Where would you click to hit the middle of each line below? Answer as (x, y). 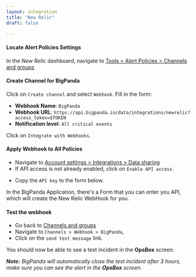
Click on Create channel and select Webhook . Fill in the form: (79, 94)
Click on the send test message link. (59, 238)
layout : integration (32, 12)
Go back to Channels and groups (56, 225)
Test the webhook (29, 212)
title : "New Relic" (30, 17)
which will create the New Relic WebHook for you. (68, 198)
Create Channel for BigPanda (43, 81)
